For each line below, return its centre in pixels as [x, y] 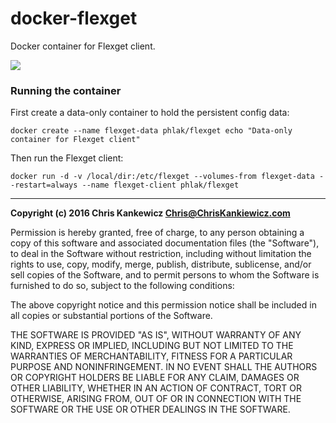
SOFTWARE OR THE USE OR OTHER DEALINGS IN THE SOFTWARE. [150, 409]
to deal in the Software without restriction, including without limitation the [161, 254]
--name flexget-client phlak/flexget [160, 185]
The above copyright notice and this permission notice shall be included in [163, 305]
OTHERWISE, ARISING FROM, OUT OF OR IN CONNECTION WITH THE [156, 399]
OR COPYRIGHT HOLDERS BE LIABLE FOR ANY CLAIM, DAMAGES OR [155, 378]
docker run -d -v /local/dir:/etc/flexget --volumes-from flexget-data [162, 177]
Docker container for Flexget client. [83, 46]
